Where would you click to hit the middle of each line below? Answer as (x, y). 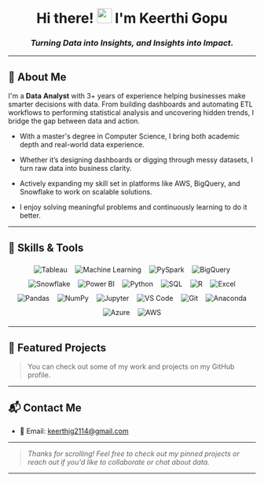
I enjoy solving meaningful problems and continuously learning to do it (133, 207)
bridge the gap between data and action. (74, 121)
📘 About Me (37, 77)
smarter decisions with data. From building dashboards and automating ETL (131, 104)
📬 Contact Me (45, 408)
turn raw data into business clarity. (75, 169)
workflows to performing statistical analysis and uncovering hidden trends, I (131, 113)
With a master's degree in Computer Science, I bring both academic (130, 136)
